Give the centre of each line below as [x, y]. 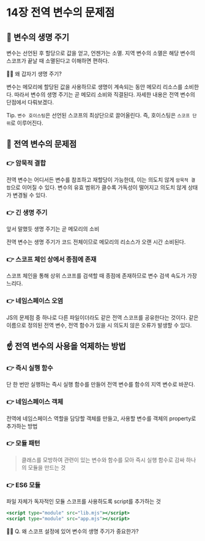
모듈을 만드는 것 [47, 467]
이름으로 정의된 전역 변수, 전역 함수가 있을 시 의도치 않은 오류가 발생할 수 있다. [99, 325]
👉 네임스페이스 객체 [35, 402]
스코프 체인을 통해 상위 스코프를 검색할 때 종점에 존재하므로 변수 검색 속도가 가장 [102, 276]
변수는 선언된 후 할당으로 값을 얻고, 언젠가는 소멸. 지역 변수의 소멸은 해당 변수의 [101, 53]
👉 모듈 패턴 [23, 443]
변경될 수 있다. [30, 195]
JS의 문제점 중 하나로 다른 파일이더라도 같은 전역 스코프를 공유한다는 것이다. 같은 [102, 317]
